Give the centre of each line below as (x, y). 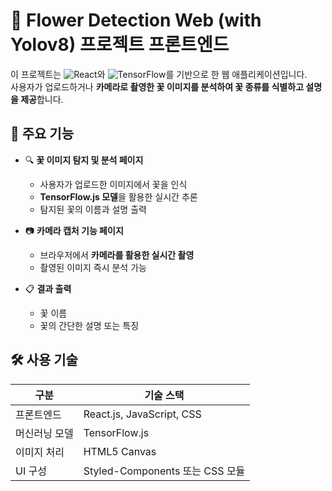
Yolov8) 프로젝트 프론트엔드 (120, 45)
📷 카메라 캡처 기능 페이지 (74, 230)
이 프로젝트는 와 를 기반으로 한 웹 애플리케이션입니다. (159, 74)
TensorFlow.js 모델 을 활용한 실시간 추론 (118, 196)
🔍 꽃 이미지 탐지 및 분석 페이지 (84, 160)
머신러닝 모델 (44, 433)
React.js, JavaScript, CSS (142, 414)
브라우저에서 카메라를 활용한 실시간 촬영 (117, 255)
